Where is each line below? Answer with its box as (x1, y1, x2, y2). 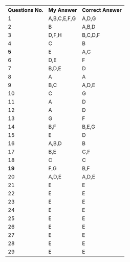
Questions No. (8, 7, 44, 13)
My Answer (48, 7, 77, 13)
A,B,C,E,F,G (48, 15, 76, 22)
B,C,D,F (81, 32, 100, 38)
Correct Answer (81, 7, 122, 13)
